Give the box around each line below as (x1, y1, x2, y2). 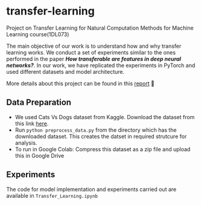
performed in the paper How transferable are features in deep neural (6, 55, 181, 62)
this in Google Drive (14, 152, 65, 159)
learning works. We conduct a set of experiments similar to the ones (6, 48, 176, 56)
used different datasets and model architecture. (6, 68, 125, 75)
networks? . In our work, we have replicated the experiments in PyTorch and (6, 62, 196, 69)
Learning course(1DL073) (6, 30, 69, 37)
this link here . (14, 120, 49, 127)
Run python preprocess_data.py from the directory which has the (14, 126, 177, 134)
